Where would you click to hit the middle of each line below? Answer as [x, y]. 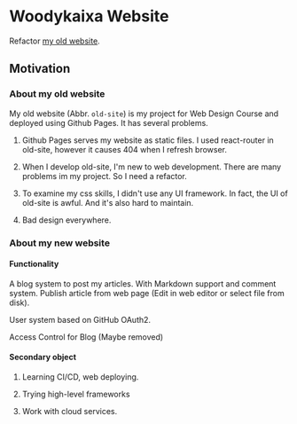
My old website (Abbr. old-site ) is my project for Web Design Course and [144, 114]
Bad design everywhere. [66, 220]
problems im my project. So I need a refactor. [105, 176]
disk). [20, 302]
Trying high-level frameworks [76, 394]
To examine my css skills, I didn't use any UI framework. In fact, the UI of [155, 193]
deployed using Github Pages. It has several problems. [109, 122]
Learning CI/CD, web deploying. [80, 377]
